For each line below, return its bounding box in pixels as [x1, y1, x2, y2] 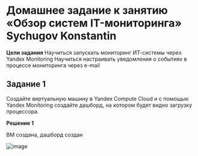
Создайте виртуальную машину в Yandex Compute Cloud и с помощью [6, 95, 189, 102]
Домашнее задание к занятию [6, 4, 169, 17]
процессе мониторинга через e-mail [6, 61, 101, 69]
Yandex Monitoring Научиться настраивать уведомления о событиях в [6, 55, 187, 62]
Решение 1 [6, 119, 34, 127]
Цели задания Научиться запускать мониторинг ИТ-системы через [6, 49, 182, 56]
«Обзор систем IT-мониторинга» [6, 16, 182, 30]
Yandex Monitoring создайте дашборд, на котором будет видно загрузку [6, 101, 193, 109]
